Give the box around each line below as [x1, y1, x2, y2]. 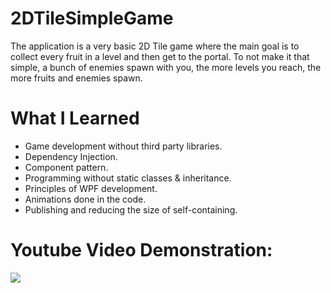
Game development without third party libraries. [24, 140, 223, 152]
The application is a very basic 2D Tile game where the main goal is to [10, 40, 300, 52]
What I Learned [10, 107, 140, 130]
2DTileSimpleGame [10, 7, 174, 30]
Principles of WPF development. [24, 182, 158, 194]
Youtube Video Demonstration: [10, 239, 273, 262]
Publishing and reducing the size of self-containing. [24, 203, 238, 216]
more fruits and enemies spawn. [10, 72, 143, 84]
